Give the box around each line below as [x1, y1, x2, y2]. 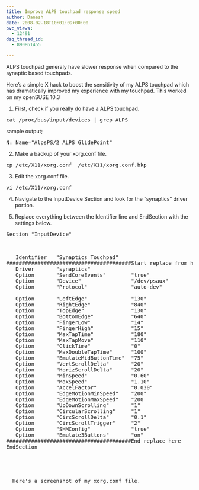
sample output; [6, 127, 43, 134]
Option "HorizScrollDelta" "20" [15, 366, 144, 373]
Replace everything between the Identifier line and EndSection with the [14, 213, 188, 220]
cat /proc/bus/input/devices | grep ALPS [6, 116, 129, 123]
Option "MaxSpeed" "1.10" [15, 378, 150, 385]
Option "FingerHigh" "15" [15, 325, 144, 332]
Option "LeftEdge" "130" [15, 295, 147, 302]
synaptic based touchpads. [6, 69, 73, 76]
